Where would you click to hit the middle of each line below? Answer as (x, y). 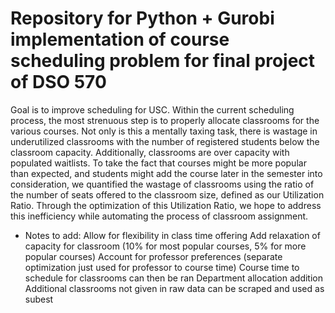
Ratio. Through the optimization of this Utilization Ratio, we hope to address (166, 205)
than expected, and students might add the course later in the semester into (166, 173)
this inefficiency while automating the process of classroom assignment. (159, 216)
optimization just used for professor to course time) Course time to (162, 267)
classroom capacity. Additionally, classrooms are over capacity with (150, 152)
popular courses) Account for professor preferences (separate (153, 256)
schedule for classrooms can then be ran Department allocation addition (173, 278)
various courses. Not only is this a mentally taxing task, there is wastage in (164, 131)
